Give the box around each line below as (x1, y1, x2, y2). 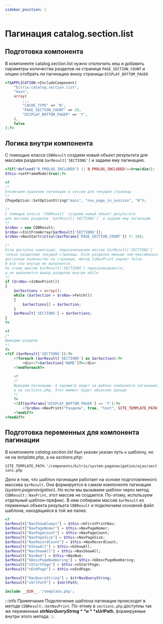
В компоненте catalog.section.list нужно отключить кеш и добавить (5, 60, 145, 66)
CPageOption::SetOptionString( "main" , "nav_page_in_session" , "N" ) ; (5, 198, 147, 203)
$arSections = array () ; (14, 288, 62, 293)
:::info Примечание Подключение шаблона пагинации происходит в (5, 598, 146, 604)
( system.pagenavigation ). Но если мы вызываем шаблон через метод (5, 486, 149, 493)
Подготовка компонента (5, 47, 83, 56)
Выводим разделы (5, 338, 38, 343)
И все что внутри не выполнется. (5, 261, 73, 266)
